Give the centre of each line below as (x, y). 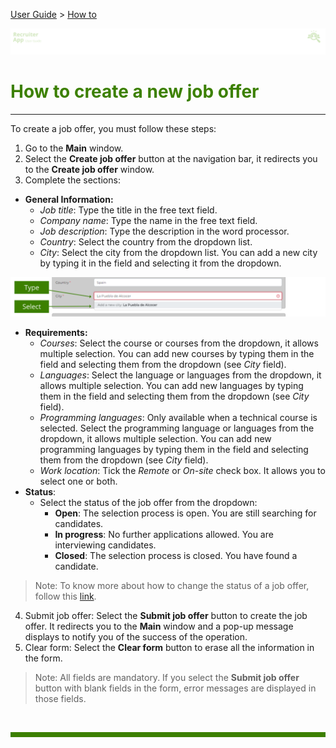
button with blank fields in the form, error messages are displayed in (175, 688)
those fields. (60, 698)
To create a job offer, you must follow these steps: (113, 128)
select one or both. (78, 481)
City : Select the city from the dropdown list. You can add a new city (178, 252)
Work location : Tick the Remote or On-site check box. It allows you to (182, 470)
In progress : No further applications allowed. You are (164, 534)
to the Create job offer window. (89, 169)
